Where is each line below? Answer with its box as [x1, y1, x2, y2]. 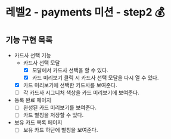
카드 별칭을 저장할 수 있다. [23, 112, 84, 119]
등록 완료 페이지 [14, 97, 51, 104]
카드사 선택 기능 [14, 52, 51, 58]
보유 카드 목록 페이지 [14, 119, 63, 126]
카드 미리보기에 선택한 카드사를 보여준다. [23, 82, 117, 89]
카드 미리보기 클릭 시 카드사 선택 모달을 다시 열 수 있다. [32, 74, 159, 81]
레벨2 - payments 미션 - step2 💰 [5, 5, 165, 19]
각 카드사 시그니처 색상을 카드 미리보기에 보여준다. [23, 89, 139, 96]
